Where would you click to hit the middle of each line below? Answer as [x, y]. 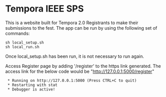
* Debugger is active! [31, 89]
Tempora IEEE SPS [45, 9]
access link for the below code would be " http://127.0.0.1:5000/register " [80, 71]
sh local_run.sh [22, 47]
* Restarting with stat [32, 85]
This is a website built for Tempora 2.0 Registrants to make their [72, 23]
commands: [18, 33]
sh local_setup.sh [25, 42]
